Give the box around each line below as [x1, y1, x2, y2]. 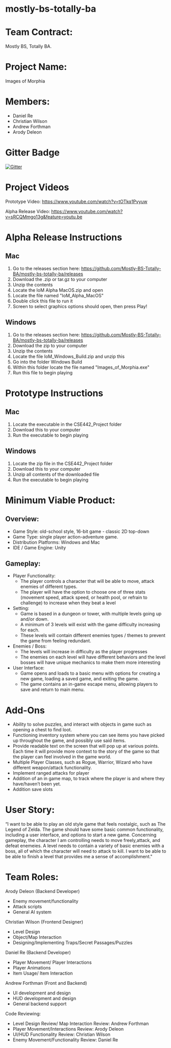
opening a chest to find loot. [12, 727, 72, 733]
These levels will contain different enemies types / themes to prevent [20, 632, 166, 638]
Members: [5, 96, 50, 108]
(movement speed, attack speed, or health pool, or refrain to [20, 595, 148, 601]
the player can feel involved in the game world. [12, 754, 111, 760]
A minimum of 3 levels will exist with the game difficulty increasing [20, 622, 161, 628]
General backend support [12, 1001, 67, 1007]
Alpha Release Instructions [5, 232, 123, 243]
